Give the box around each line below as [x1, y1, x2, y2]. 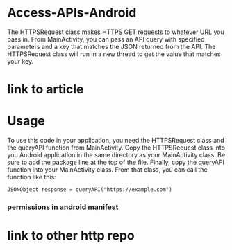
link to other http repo [7, 228, 135, 244]
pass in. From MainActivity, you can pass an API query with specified [7, 35, 205, 43]
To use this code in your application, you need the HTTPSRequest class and [7, 136, 224, 145]
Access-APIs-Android [7, 5, 137, 21]
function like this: [7, 173, 57, 181]
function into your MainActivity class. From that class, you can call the [7, 166, 208, 174]
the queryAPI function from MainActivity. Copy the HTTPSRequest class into [7, 143, 226, 152]
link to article [7, 82, 85, 98]
